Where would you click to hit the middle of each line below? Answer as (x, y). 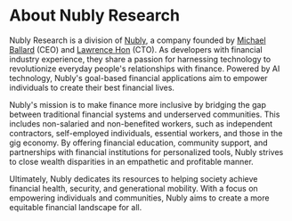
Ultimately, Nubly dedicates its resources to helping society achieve (134, 178)
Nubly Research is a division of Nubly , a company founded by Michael (138, 40)
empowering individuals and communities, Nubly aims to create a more (139, 198)
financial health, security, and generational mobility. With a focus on (134, 188)
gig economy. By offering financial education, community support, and (139, 143)
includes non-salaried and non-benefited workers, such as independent (141, 123)
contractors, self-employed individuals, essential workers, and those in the (146, 133)
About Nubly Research (95, 16)
